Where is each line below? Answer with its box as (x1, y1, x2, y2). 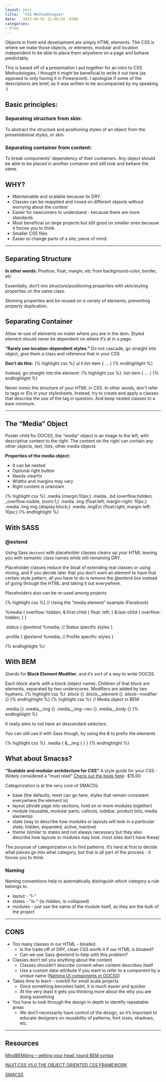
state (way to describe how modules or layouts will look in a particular (12, 818, 155, 824)
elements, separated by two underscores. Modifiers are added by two (5, 685, 147, 691)
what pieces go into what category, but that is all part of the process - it (5, 849, 151, 855)
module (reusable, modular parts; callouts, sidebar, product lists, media (12, 808, 158, 814)
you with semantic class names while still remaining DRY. (5, 555, 122, 561)
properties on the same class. (5, 288, 66, 294)
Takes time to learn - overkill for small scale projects (12, 978, 119, 984)
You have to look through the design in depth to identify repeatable (12, 999, 149, 1005)
